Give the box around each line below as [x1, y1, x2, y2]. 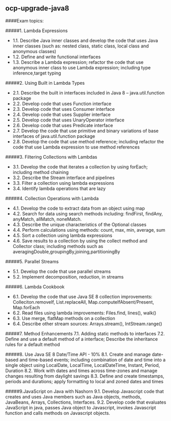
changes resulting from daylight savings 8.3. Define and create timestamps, [5, 373, 164, 379]
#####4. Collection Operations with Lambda [5, 195, 99, 201]
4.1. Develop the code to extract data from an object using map [12, 205, 145, 211]
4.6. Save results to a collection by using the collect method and [12, 237, 148, 244]
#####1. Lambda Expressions [5, 28, 68, 34]
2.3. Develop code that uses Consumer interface [12, 106, 115, 112]
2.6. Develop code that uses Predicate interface [12, 122, 113, 128]
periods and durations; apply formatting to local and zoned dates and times [5, 378, 164, 384]
